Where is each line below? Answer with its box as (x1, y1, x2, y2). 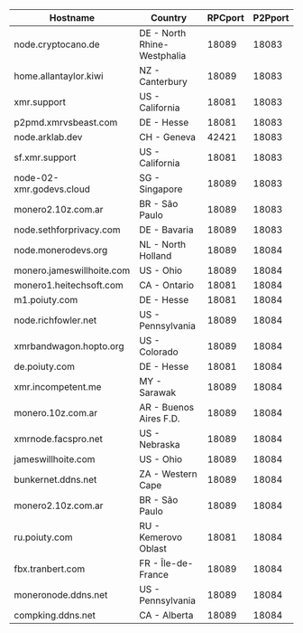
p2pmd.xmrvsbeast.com (14, 117, 118, 128)
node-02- (14, 172, 60, 184)
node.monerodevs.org (14, 244, 108, 256)
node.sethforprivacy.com (14, 223, 121, 236)
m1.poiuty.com (14, 294, 78, 306)
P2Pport (252, 12, 289, 24)
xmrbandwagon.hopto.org (14, 340, 124, 352)
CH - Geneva (139, 131, 197, 143)
